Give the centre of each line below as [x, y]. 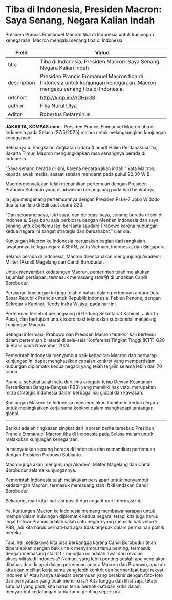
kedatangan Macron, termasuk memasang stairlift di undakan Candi [77, 485]
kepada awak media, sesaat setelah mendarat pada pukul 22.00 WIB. [78, 174]
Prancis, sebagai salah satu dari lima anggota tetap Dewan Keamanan [79, 382]
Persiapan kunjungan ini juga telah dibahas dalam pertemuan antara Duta [82, 293]
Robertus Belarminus [65, 114]
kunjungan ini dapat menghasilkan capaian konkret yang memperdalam [81, 361]
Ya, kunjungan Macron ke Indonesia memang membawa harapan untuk [80, 511]
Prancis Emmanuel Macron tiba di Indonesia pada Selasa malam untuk [79, 434]
